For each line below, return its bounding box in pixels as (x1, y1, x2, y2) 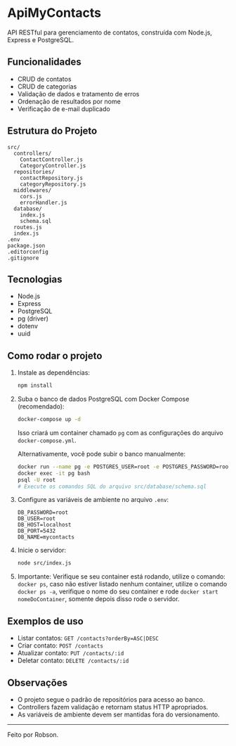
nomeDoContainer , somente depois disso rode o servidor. (17, 595, 180, 603)
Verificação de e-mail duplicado (17, 104, 110, 113)
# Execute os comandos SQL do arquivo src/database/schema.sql (17, 483, 207, 490)
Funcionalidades (7, 56, 82, 68)
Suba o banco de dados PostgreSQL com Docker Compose (17, 395, 190, 404)
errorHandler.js (20, 199, 68, 206)
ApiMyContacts (7, 5, 102, 21)
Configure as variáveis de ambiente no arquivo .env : (17, 496, 169, 504)
